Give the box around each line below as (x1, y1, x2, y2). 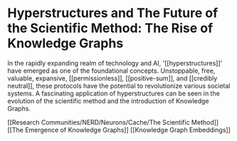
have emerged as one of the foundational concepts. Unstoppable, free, (7, 66, 216, 75)
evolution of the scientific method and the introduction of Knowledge (7, 96, 209, 105)
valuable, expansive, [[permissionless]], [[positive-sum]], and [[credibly (7, 73, 218, 83)
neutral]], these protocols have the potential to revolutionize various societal (7, 81, 231, 90)
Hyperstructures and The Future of (7, 5, 218, 21)
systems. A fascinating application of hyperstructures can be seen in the (7, 89, 221, 98)
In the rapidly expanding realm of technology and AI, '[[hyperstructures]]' (7, 58, 223, 67)
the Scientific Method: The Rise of (7, 20, 214, 36)
